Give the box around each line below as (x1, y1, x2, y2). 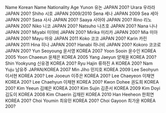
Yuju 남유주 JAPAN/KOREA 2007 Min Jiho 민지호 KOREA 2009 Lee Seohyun (5, 67, 159, 72)
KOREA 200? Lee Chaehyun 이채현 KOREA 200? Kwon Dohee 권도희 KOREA (5, 79, 159, 85)
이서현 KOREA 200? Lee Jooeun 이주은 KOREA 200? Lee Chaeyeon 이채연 (5, 73, 155, 79)
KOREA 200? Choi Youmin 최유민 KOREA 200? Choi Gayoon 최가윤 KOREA (5, 98, 156, 104)
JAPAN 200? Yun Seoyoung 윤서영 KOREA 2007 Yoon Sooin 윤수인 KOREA (5, 48, 157, 54)
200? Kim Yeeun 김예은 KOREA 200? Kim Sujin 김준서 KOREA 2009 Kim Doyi (5, 85, 161, 91)
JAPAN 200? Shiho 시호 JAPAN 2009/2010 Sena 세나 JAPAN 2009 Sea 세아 (5, 10, 159, 16)
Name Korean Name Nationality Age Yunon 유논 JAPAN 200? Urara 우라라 (5, 4, 156, 10)
